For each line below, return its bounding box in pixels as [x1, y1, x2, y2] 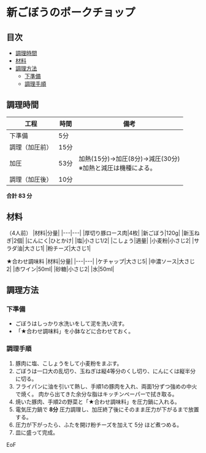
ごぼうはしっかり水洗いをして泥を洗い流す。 [15, 320, 128, 327]
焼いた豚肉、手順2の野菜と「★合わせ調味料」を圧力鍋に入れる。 [15, 398, 180, 405]
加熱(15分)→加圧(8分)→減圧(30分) [78, 154, 180, 163]
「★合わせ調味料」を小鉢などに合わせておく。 [15, 328, 134, 335]
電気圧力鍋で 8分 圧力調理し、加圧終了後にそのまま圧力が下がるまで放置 [15, 406, 199, 413]
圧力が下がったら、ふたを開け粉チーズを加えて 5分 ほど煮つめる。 [15, 421, 183, 428]
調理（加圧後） [9, 175, 53, 184]
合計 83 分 [6, 192, 32, 199]
